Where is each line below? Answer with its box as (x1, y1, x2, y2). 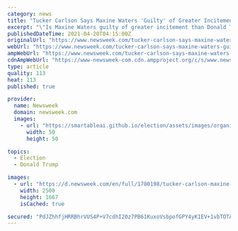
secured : (7, 213, 33, 220)
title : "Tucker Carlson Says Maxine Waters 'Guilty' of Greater (7, 17, 201, 24)
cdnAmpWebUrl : (7, 57, 50, 64)
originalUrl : (7, 37, 46, 44)
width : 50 (25, 128, 55, 135)
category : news (7, 10, 52, 18)
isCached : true (20, 200, 65, 208)
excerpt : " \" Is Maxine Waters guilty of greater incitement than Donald (7, 23, 227, 30)
